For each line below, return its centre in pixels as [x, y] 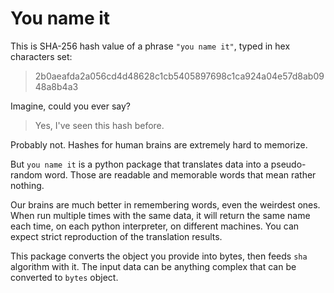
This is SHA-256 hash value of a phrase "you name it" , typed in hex [150, 46]
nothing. [27, 185]
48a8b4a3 [56, 86]
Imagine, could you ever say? [70, 106]
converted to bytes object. [64, 277]
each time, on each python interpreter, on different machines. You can [155, 226]
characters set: [41, 56]
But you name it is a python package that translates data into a [139, 164]
